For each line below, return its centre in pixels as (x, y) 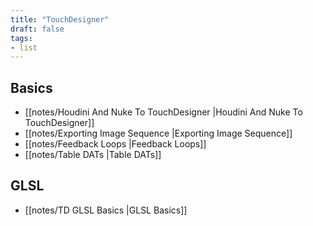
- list (24, 47)
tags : (21, 38)
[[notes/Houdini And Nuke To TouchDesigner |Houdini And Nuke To (163, 112)
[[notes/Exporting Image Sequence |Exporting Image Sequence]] (158, 133)
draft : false (37, 29)
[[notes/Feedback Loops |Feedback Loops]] (115, 144)
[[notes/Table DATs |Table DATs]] (93, 155)
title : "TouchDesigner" (60, 19)
